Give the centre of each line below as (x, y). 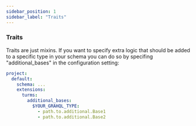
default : (22, 79)
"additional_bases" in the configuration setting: (63, 63)
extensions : (31, 90)
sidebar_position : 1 (31, 11)
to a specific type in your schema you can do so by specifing (80, 56)
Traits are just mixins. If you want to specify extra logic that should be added (98, 50)
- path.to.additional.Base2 (72, 117)
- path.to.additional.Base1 (72, 111)
